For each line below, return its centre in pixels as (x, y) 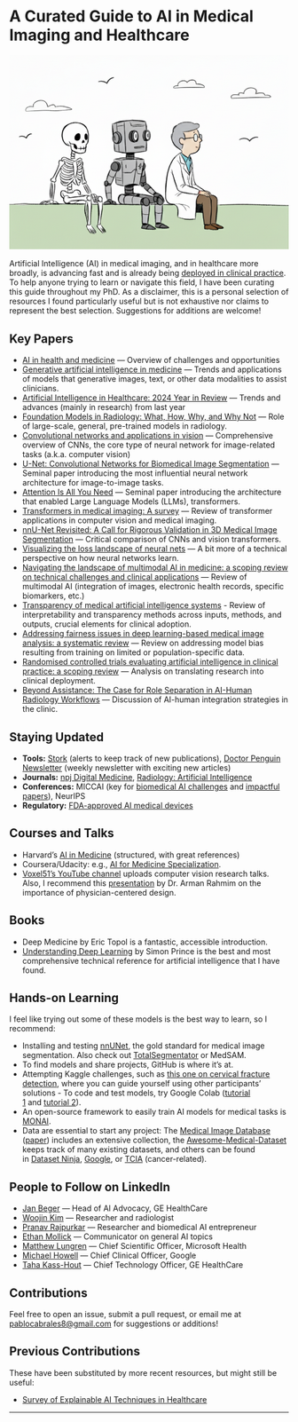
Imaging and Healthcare (99, 35)
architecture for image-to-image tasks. (93, 483)
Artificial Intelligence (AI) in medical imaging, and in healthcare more (134, 264)
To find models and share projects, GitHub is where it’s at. (127, 1065)
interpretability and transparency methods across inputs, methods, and (152, 615)
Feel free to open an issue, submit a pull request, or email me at (125, 1315)
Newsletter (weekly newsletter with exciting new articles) (126, 767)
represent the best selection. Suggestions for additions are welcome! (135, 311)
